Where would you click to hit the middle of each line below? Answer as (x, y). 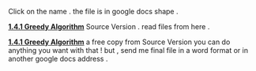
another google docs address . (58, 59)
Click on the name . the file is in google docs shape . (93, 11)
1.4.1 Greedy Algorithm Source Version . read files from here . (109, 26)
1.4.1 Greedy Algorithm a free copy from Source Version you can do (119, 42)
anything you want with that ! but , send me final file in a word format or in (128, 50)
